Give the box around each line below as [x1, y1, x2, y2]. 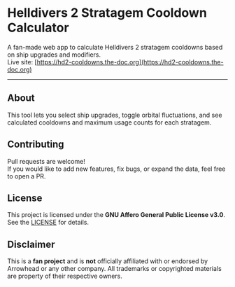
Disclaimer [7, 238, 55, 250]
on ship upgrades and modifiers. [7, 50, 101, 59]
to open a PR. [7, 171, 46, 180]
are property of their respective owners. [7, 272, 122, 281]
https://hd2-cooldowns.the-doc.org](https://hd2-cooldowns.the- [36, 57, 224, 66]
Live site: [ [7, 57, 37, 66]
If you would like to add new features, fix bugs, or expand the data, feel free [7, 164, 226, 173]
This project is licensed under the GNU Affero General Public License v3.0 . [7, 211, 226, 219]
